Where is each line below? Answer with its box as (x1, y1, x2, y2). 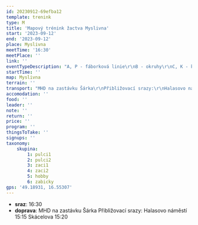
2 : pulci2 (27, 157, 51, 163)
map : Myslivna (6, 74, 41, 80)
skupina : (16, 146, 38, 152)
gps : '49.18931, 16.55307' (6, 184, 72, 190)
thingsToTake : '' (6, 129, 49, 136)
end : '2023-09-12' (6, 36, 51, 42)
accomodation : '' (6, 91, 49, 97)
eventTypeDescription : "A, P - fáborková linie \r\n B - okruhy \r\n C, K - (6, 63, 189, 70)
